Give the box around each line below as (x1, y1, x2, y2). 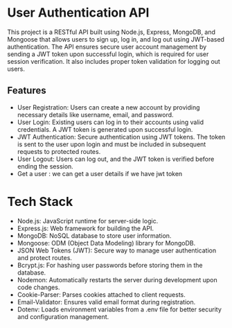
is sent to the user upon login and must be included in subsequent (17, 140, 206, 148)
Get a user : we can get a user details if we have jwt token (17, 169, 183, 178)
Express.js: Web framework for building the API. (17, 224, 154, 232)
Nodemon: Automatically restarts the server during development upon (17, 275, 217, 284)
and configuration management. (17, 312, 109, 320)
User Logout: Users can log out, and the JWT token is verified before (17, 155, 215, 163)
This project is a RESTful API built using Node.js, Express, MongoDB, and (7, 28, 216, 36)
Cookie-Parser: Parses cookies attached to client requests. (17, 290, 186, 299)
